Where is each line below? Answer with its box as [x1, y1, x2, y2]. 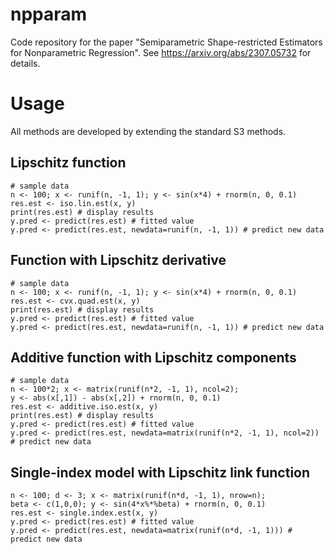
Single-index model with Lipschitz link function [10, 464, 311, 481]
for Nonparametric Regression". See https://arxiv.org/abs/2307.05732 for [10, 46, 312, 58]
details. [10, 57, 41, 69]
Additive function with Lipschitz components [10, 349, 297, 366]
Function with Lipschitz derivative [10, 252, 227, 269]
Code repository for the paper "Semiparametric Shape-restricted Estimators [10, 36, 323, 48]
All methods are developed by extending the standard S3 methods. [10, 125, 287, 137]
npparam [10, 3, 88, 26]
